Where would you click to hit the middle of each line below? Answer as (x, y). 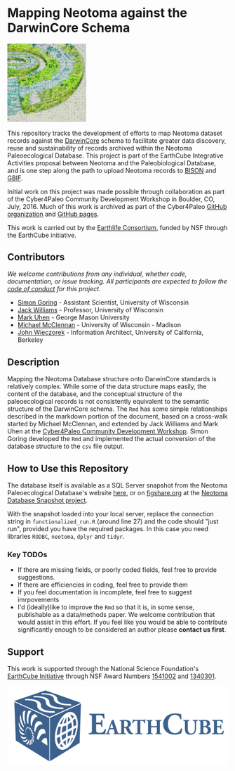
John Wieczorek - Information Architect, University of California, (110, 333)
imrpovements (38, 600)
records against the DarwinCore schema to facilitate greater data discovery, (117, 140)
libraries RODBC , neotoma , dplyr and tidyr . (66, 536)
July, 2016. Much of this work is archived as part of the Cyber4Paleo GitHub (117, 206)
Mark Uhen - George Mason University (73, 317)
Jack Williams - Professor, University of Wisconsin (90, 310)
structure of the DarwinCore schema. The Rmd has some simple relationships (117, 409)
